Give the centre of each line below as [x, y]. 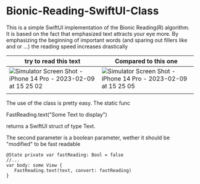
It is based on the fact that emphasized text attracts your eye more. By [92, 33]
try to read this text [53, 61]
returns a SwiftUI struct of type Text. [51, 126]
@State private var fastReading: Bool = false [65, 155]
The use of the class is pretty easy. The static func [68, 103]
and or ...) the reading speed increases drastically [67, 46]
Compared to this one [146, 61]
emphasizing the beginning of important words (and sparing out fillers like [97, 40]
